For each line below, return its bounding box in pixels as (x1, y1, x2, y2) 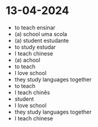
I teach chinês (14, 89, 50, 96)
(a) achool (14, 56, 41, 64)
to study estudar (14, 43, 56, 51)
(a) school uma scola (14, 30, 68, 37)
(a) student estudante (14, 37, 69, 44)
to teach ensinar (14, 24, 56, 31)
